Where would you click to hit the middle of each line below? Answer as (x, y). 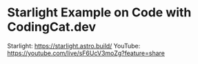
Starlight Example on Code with (99, 13)
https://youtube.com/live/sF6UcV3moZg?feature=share (86, 53)
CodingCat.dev (52, 27)
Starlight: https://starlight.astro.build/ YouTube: (74, 46)
